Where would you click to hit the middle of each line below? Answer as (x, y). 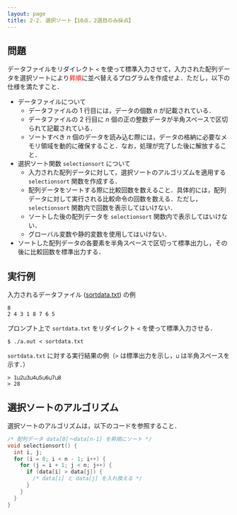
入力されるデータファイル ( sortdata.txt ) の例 (71, 295)
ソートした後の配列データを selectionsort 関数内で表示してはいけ (125, 217)
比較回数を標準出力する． (67, 252)
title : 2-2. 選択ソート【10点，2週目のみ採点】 (71, 20)
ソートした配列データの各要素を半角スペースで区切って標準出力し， (116, 243)
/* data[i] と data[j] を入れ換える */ (88, 479)
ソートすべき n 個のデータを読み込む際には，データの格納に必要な (125, 137)
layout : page (27, 14)
